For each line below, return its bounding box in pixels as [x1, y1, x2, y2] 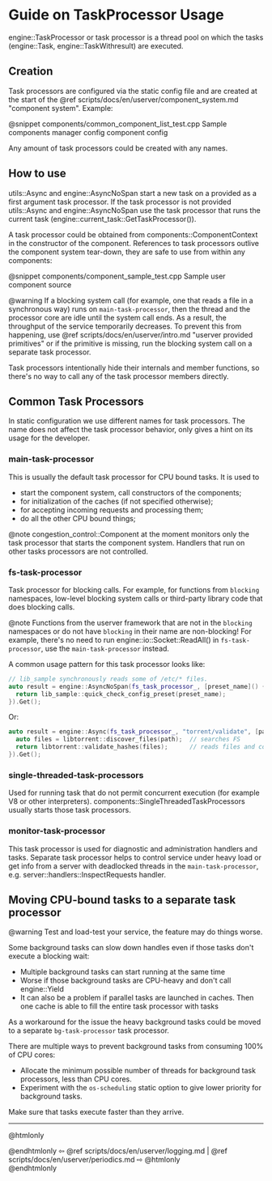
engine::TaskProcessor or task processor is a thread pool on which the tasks [8, 32, 264, 42]
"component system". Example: [8, 103, 113, 113]
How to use [8, 167, 66, 181]
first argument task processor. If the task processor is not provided [8, 197, 232, 206]
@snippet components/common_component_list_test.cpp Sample [8, 119, 227, 129]
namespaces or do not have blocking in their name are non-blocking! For [8, 626, 253, 636]
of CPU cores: [8, 1050, 56, 1060]
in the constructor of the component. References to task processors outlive [8, 238, 260, 248]
